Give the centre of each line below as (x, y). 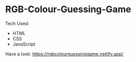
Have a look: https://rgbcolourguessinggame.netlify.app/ (64, 54)
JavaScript (24, 44)
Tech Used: (17, 23)
